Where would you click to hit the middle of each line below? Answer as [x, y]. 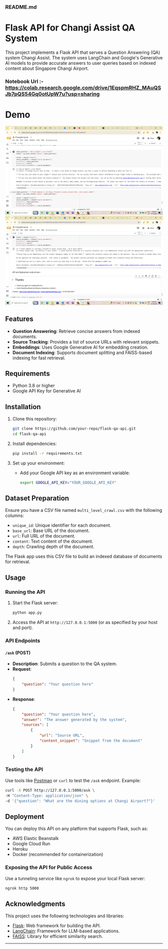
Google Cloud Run [31, 844]
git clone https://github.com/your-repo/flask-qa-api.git [74, 429]
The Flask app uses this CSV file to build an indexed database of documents [84, 557]
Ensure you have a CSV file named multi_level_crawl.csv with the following [84, 510]
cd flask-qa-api [29, 434]
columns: [15, 515]
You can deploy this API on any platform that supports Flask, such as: [77, 829]
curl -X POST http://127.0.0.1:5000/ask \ [50, 790]
